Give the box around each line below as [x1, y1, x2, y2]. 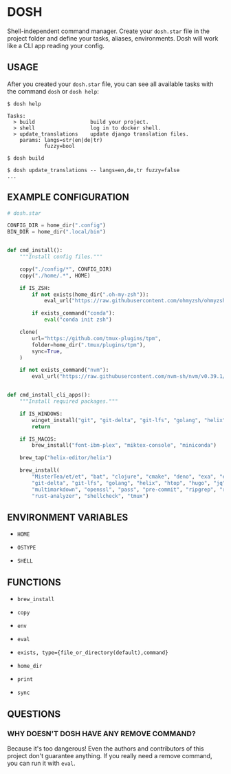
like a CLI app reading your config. [7, 41, 105, 50]
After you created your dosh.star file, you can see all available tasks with [7, 80, 214, 88]
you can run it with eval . [7, 759, 76, 767]
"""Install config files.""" [19, 253, 103, 260]
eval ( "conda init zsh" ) [43, 316, 112, 324]
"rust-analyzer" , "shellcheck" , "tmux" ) [32, 492, 149, 499]
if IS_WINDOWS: [19, 410, 63, 417]
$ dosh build [7, 154, 45, 162]
